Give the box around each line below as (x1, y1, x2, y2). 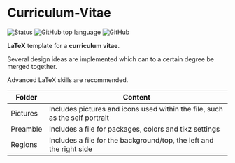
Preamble (10, 124, 43, 134)
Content (122, 92, 151, 102)
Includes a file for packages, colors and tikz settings (48, 124, 220, 134)
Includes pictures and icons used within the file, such (48, 104, 224, 114)
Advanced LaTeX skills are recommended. (7, 75, 129, 84)
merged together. (7, 62, 57, 70)
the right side (48, 144, 93, 154)
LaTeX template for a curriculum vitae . (7, 41, 120, 49)
